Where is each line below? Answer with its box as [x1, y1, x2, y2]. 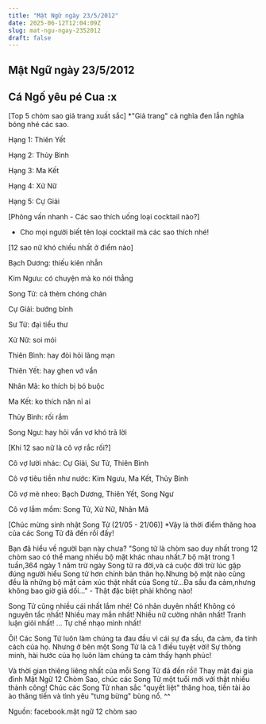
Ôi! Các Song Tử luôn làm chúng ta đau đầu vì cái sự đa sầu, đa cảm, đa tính [8, 633, 258, 644]
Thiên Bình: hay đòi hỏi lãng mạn [8, 350, 115, 360]
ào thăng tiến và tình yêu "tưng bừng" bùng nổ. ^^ [8, 691, 171, 701]
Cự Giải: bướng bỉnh [8, 304, 74, 314]
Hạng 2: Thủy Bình [8, 150, 70, 160]
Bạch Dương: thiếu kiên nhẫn [8, 258, 103, 268]
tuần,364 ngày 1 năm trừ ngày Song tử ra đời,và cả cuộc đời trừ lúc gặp [8, 561, 241, 571]
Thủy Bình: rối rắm [8, 412, 69, 422]
